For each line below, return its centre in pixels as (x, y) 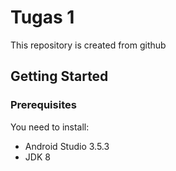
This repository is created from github (88, 45)
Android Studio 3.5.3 (67, 146)
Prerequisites (43, 105)
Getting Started (59, 76)
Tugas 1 (42, 17)
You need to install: (50, 127)
